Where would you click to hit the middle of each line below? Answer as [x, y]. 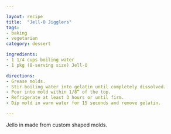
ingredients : [22, 54]
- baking [17, 33]
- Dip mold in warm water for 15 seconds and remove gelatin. [83, 103]
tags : [13, 28]
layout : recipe [25, 16]
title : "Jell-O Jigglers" [39, 22]
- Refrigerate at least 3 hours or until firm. [65, 98]
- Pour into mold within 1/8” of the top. [59, 92]
